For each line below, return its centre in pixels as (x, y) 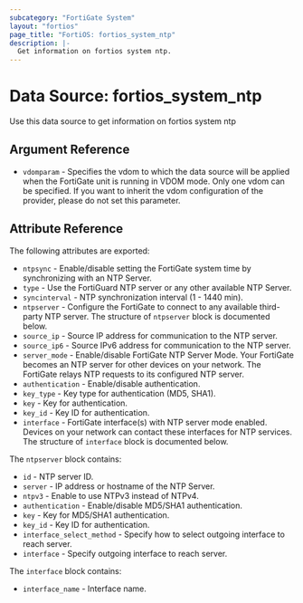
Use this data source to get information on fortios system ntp (123, 121)
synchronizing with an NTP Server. (87, 278)
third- (270, 306)
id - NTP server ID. (58, 476)
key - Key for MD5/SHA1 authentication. (96, 515)
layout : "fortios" (44, 26)
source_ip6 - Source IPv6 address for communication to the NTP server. (156, 345)
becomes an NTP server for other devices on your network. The (142, 364)
